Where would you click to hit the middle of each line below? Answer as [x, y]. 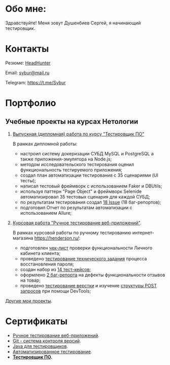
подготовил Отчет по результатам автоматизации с [76, 207]
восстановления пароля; [47, 264]
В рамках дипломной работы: [45, 144]
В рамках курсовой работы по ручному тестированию [72, 233]
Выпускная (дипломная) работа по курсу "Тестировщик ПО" [78, 134]
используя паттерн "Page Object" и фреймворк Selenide [81, 191]
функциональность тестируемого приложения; [71, 170]
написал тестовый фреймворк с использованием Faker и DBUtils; [91, 186]
